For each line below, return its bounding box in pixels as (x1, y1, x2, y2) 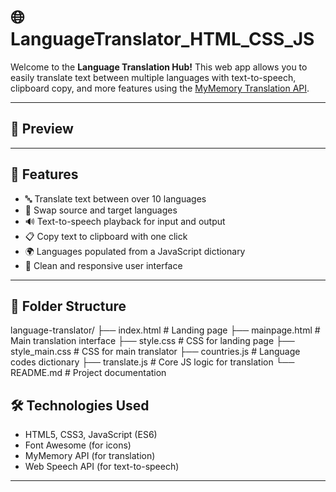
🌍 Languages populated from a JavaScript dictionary (24, 245, 246, 257)
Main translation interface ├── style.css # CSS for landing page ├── (10, 335, 295, 347)
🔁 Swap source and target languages (24, 204, 178, 216)
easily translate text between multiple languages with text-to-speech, (10, 71, 297, 83)
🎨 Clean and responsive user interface (24, 259, 183, 271)
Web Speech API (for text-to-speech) (24, 461, 180, 473)
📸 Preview (10, 121, 74, 138)
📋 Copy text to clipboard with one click (24, 230, 188, 242)
